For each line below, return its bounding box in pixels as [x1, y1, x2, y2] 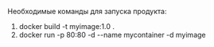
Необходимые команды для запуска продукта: [7, 7, 167, 16]
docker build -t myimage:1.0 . [18, 22, 115, 31]
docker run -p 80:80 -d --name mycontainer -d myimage [18, 31, 206, 39]
